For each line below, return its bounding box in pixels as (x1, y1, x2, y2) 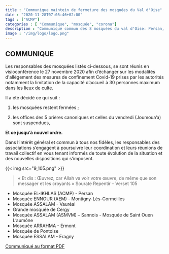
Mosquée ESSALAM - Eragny (12, 233, 74, 239)
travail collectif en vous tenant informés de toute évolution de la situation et (5, 150, 163, 156)
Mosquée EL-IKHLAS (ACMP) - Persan (12, 190, 93, 196)
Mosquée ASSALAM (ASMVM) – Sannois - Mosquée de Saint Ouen (12, 211, 153, 218)
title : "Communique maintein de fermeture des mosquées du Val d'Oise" (5, 7, 162, 13)
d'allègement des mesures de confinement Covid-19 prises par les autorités (5, 74, 164, 80)
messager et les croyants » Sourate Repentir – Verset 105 (17, 180, 138, 187)
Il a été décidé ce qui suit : (5, 94, 60, 100)
